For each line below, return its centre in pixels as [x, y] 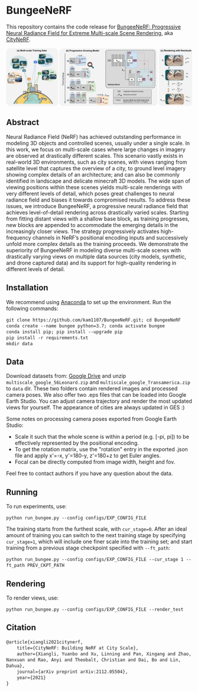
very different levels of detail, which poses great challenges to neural [90, 193]
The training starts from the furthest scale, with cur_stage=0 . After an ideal [97, 529]
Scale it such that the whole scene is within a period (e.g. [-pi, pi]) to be [102, 437]
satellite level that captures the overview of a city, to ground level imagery [96, 168]
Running [22, 492]
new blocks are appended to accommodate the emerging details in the [92, 225]
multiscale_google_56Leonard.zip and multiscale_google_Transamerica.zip [98, 382]
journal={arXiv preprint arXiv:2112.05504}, [72, 672]
